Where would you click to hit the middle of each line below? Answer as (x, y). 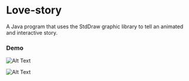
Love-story (34, 10)
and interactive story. (32, 32)
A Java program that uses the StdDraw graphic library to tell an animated (95, 26)
